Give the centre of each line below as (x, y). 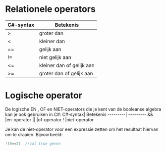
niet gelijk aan (55, 57)
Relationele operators (50, 9)
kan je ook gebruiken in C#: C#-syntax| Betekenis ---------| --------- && (79, 114)
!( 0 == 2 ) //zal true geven (33, 144)
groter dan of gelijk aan (66, 73)
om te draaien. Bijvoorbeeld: (34, 134)
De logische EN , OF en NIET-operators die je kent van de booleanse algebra (83, 109)
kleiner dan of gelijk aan (67, 65)
